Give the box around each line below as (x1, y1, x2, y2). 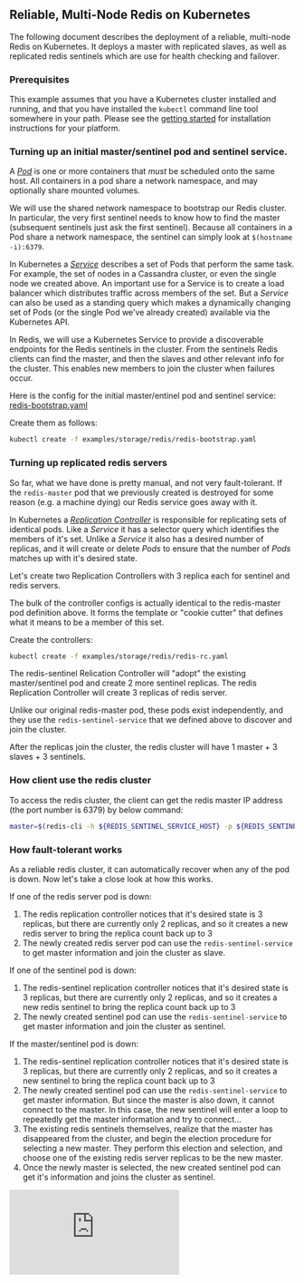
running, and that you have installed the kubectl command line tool (9, 103, 259, 114)
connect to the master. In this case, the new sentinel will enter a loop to (22, 1103, 288, 1114)
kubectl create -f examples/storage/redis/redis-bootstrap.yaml (9, 435, 257, 444)
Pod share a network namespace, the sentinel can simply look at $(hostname (9, 231, 293, 243)
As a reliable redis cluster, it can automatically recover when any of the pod (9, 863, 290, 874)
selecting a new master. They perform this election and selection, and (22, 1142, 283, 1153)
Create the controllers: (9, 634, 93, 645)
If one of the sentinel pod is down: (9, 965, 138, 976)
